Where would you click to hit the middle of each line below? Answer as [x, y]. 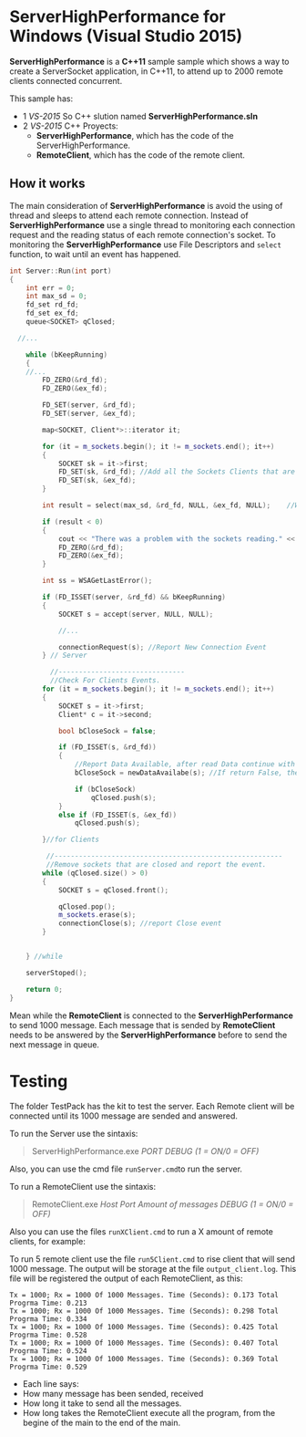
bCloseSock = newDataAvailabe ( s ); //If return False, [178, 773]
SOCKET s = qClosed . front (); [113, 890]
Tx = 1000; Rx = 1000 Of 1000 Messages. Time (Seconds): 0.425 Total [144, 1328]
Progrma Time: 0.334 [49, 1319]
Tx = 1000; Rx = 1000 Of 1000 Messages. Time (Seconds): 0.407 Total [144, 1343]
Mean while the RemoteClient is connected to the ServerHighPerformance [152, 1015]
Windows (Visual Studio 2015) [126, 36]
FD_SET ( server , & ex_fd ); [89, 413]
